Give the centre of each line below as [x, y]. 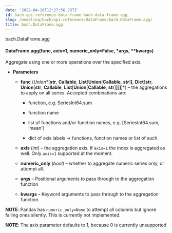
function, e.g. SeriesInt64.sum [60, 103]
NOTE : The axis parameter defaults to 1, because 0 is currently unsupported [86, 225]
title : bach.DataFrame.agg [34, 24]
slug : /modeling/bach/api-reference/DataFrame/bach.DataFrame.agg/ [79, 20]
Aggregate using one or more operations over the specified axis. [74, 62]
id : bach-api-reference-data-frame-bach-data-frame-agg [66, 15]
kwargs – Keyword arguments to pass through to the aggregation [90, 194]
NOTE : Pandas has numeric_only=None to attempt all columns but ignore [81, 210]
